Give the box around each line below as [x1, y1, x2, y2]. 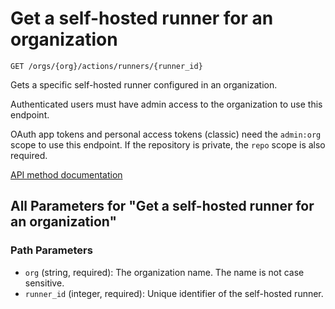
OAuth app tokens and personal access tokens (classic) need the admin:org [10, 128, 322, 140]
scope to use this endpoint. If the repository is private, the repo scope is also [10, 138, 326, 151]
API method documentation [10, 168, 123, 181]
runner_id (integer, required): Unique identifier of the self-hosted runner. [24, 287, 324, 299]
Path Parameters [10, 243, 93, 257]
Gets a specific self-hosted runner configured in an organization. [10, 78, 278, 91]
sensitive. [24, 277, 65, 289]
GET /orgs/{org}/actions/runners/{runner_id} [10, 61, 203, 71]
